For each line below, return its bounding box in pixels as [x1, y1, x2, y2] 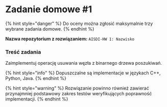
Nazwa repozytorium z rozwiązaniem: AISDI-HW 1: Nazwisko [5, 36, 134, 42]
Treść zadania [5, 48, 41, 56]
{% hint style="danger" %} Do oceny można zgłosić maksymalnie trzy [5, 20, 153, 26]
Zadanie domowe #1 [5, 4, 92, 15]
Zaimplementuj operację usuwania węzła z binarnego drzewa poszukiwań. [5, 60, 162, 66]
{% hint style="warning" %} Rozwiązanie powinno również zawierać [5, 85, 149, 91]
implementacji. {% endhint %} [5, 96, 68, 102]
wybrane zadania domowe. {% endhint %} [5, 25, 94, 32]
